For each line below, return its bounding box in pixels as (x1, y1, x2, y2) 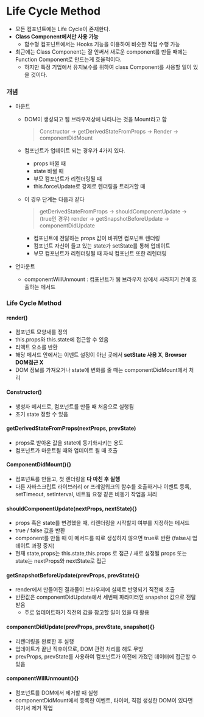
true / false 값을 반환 (15, 527, 66, 534)
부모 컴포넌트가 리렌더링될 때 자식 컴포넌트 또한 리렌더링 (33, 250, 167, 257)
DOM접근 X (15, 358, 44, 366)
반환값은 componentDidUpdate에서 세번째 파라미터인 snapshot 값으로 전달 (15, 593, 196, 601)
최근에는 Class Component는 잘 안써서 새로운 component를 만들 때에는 (15, 48, 188, 55)
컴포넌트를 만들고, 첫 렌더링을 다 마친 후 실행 (15, 475, 121, 482)
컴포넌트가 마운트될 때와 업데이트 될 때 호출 (15, 446, 118, 454)
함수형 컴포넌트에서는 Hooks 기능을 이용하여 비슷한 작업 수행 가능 (24, 40, 181, 48)
